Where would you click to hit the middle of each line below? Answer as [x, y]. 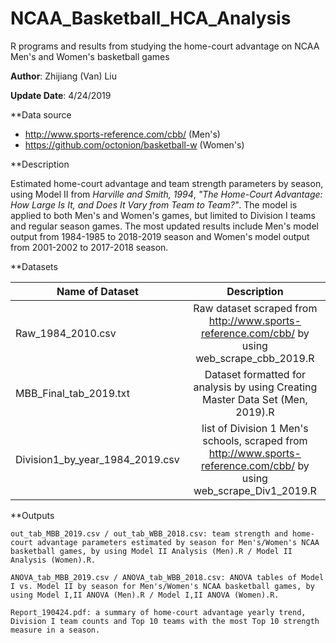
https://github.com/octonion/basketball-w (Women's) [134, 144]
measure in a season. [55, 630]
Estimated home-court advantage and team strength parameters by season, [167, 183]
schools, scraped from [255, 440]
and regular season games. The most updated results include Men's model [164, 226]
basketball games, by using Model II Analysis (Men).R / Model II [151, 551]
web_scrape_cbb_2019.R [255, 358]
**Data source [41, 114]
